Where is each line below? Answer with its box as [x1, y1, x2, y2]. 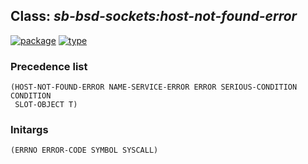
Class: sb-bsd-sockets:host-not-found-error [10, 8, 298, 25]
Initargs [10, 123, 49, 137]
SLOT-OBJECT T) [14, 100, 78, 110]
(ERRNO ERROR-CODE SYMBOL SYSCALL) [10, 145, 159, 156]
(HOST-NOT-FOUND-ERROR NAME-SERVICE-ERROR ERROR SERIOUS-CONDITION [10, 82, 298, 93]
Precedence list [10, 59, 88, 73]
